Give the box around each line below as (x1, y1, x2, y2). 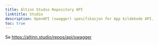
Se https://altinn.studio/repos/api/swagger (5, 34, 92, 40)
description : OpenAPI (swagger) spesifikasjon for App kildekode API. (5, 16, 154, 21)
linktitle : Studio (5, 12, 43, 17)
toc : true (5, 21, 26, 26)
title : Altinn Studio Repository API (5, 7, 83, 12)
